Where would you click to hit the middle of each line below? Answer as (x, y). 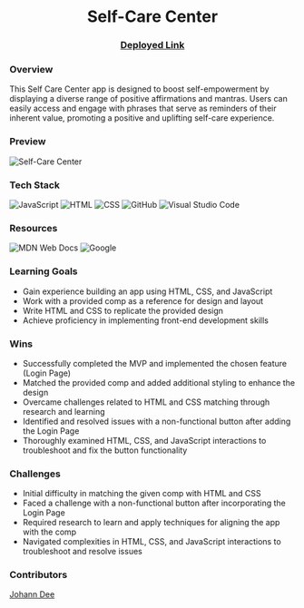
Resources (34, 228)
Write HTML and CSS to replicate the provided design (123, 310)
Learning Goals (44, 271)
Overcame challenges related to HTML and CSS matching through (146, 402)
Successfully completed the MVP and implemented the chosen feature (155, 363)
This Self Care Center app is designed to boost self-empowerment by (139, 89)
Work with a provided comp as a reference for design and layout (143, 300)
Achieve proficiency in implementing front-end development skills (146, 320)
